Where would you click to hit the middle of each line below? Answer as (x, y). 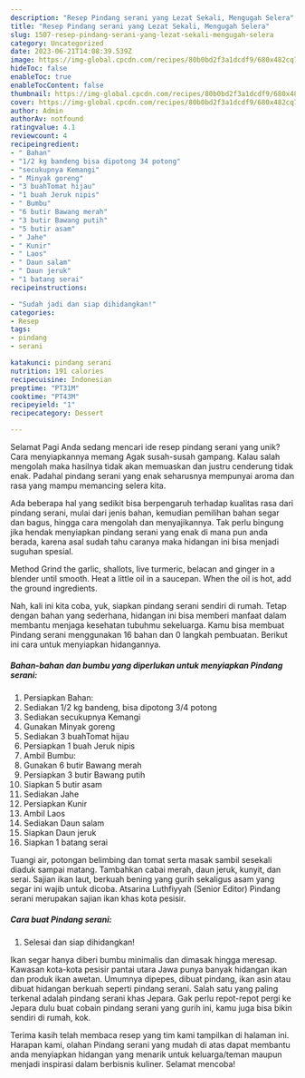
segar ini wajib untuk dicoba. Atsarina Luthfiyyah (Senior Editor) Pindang (145, 888)
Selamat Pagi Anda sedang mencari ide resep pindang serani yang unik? (145, 447)
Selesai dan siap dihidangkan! (79, 942)
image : (23, 60)
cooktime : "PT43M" (45, 397)
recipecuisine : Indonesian (61, 379)
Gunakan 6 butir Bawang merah (83, 765)
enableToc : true (41, 77)
